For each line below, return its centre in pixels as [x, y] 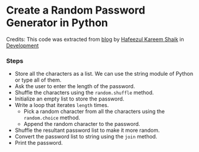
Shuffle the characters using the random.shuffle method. [84, 93]
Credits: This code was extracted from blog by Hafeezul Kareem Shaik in [95, 39]
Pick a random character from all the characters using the [94, 111]
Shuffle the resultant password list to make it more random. [87, 130]
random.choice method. [52, 118]
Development [23, 46]
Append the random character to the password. [82, 124]
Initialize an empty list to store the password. [70, 99]
